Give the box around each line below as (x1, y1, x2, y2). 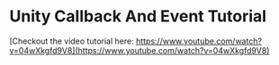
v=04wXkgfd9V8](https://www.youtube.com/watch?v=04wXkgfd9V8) (9, 45, 270, 55)
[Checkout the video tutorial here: (9, 36, 134, 46)
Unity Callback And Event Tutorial (9, 6, 267, 27)
